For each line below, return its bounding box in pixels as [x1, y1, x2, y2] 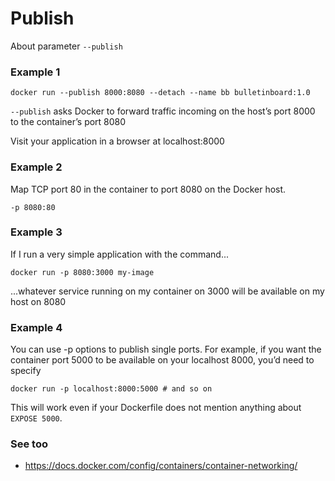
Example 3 [10, 225, 63, 239]
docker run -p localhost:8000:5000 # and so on [10, 384, 213, 394]
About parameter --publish [10, 40, 123, 52]
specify [10, 365, 42, 377]
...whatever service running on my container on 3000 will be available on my [10, 285, 325, 297]
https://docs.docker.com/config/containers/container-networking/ [24, 460, 298, 472]
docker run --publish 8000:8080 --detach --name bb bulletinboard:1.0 [10, 88, 311, 98]
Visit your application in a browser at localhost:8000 [10, 135, 225, 147]
